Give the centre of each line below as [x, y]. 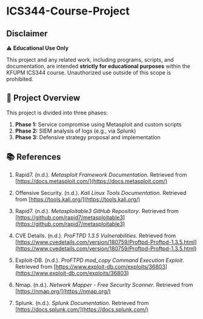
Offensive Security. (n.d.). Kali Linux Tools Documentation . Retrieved [101, 192]
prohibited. [20, 79]
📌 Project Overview [43, 98]
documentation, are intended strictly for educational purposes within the [98, 66]
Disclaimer [27, 34]
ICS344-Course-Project [68, 11]
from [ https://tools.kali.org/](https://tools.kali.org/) [78, 199]
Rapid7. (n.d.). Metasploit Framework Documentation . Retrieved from [101, 174]
